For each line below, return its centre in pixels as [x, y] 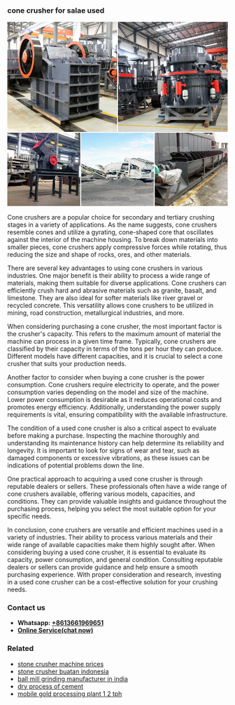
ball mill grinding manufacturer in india [72, 678]
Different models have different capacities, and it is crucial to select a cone [115, 356]
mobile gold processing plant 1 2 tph [70, 694]
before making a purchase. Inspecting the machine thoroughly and [103, 435]
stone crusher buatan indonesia [63, 671]
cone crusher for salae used [56, 11]
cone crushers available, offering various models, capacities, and [101, 494]
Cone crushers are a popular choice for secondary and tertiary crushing [111, 217]
